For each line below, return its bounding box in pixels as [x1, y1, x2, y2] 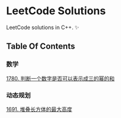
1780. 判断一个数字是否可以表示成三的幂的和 [6, 75, 115, 82]
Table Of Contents [6, 42, 76, 52]
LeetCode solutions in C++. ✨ [6, 24, 79, 31]
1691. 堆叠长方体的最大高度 [6, 106, 73, 113]
